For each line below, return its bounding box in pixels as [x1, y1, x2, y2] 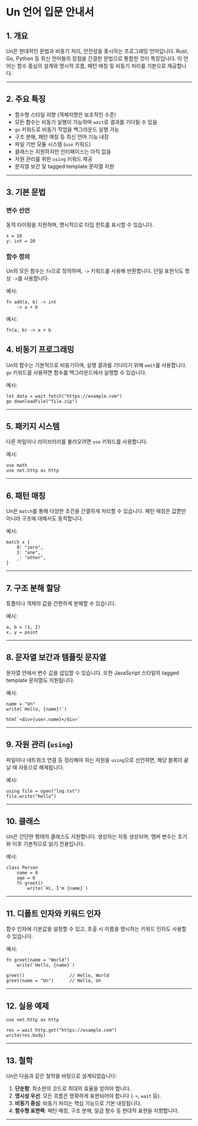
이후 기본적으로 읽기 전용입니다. [12, 841, 85, 848]
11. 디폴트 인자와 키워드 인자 [6, 908, 101, 919]
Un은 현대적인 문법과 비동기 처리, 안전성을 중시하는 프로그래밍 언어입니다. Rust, [6, 48, 189, 54]
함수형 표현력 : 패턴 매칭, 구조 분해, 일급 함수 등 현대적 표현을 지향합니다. [14, 1106, 180, 1114]
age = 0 [16, 875, 35, 881]
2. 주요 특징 [6, 94, 46, 104]
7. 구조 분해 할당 [6, 583, 61, 593]
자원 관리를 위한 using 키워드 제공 [14, 155, 93, 163]
